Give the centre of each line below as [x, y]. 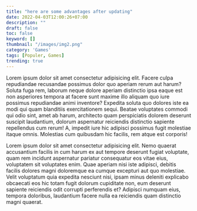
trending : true [25, 61]
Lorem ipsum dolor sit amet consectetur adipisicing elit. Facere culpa [90, 78]
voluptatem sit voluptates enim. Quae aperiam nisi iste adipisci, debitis [91, 164]
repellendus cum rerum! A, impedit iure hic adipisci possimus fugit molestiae [98, 128]
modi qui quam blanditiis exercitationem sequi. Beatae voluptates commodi [97, 109]
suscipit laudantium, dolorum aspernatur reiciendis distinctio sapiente [90, 121]
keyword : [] [21, 39]
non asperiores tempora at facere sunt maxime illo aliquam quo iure [88, 96]
